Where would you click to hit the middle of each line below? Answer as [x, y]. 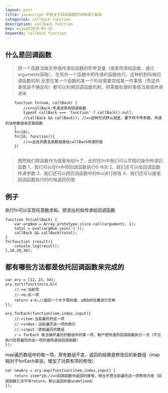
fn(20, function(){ [35, 137]
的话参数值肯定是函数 [24, 123]
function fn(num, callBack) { [46, 103]
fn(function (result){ [29, 242]
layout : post [19, 10]
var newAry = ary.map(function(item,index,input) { [60, 371]
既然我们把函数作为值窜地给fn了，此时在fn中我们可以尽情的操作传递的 [90, 160]
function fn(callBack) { [31, 220]
